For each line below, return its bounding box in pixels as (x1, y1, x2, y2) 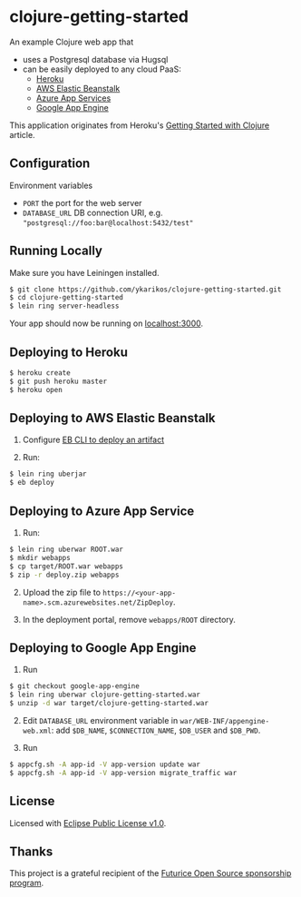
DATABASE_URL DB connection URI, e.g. (22, 207, 163, 218)
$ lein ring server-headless (9, 301, 120, 310)
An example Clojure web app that (9, 36, 134, 47)
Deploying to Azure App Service (9, 503, 195, 518)
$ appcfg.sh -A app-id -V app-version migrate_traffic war (9, 768, 238, 777)
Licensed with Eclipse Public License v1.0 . (9, 817, 167, 828)
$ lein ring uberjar (9, 469, 88, 478)
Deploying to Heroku (9, 344, 129, 360)
